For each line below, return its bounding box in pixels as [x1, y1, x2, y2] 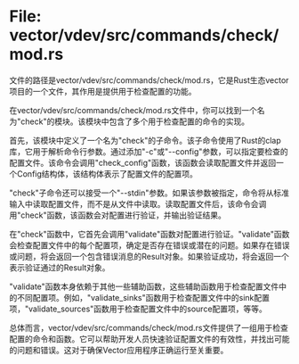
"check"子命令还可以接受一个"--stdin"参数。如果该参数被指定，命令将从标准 [9, 187, 289, 198]
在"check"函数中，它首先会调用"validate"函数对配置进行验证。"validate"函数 [9, 228, 290, 239]
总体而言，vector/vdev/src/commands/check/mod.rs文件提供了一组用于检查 [9, 322, 289, 333]
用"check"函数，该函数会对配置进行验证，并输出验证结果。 [9, 210, 227, 220]
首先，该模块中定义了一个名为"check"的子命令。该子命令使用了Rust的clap [9, 135, 282, 145]
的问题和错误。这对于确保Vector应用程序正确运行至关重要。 [9, 344, 229, 355]
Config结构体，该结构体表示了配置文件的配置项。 [16, 168, 198, 179]
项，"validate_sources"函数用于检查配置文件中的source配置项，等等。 [9, 303, 267, 314]
